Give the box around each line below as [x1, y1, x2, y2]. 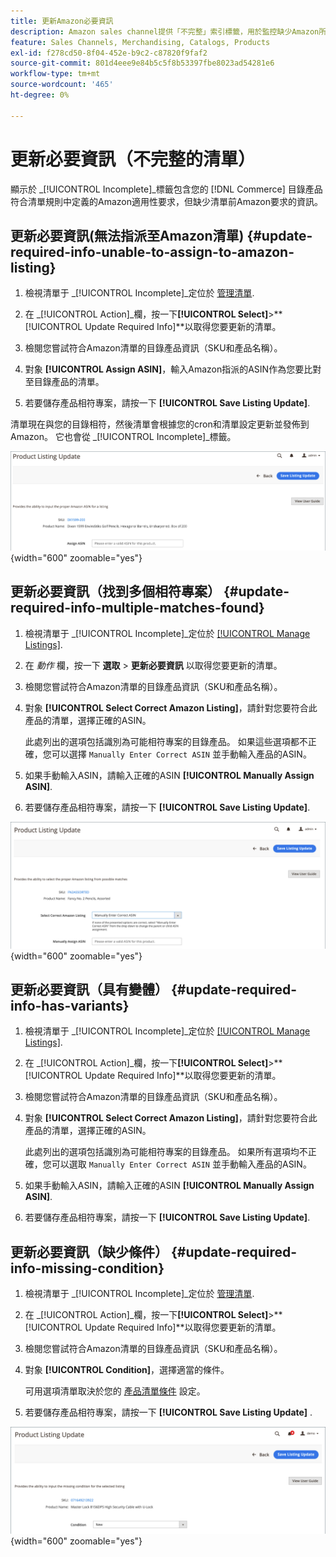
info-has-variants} [10, 997, 130, 1014]
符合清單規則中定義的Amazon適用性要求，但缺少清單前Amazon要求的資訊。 [10, 195, 323, 207]
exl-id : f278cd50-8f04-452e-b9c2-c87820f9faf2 [10, 48, 208, 58]
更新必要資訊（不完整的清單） [10, 148, 257, 170]
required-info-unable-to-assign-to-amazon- [10, 243, 295, 260]
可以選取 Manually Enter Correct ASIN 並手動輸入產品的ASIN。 [51, 1158, 312, 1170]
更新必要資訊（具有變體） [10, 981, 168, 998]
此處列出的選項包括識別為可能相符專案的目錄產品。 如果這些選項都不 [24, 735, 308, 747]
